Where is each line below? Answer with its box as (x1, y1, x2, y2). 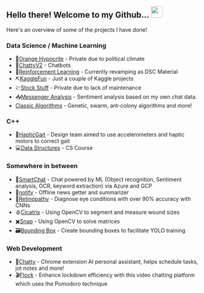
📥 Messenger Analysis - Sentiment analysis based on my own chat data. (15, 93, 197, 101)
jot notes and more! (15, 264, 65, 272)
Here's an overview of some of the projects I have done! (6, 26, 147, 34)
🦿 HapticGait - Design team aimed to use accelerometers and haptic (15, 131, 185, 138)
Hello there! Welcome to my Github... (6, 10, 149, 20)
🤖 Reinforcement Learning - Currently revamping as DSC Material (15, 68, 178, 76)
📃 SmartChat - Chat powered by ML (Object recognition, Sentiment (15, 175, 182, 183)
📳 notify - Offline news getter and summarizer (15, 188, 129, 196)
